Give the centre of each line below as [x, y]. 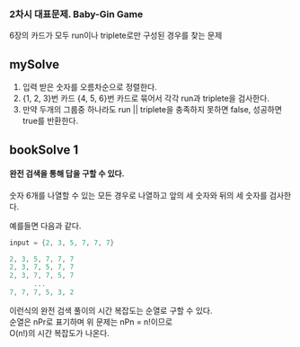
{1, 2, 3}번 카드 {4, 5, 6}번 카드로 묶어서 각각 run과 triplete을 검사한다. [146, 98]
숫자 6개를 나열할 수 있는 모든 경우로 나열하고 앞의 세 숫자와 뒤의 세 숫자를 [138, 195]
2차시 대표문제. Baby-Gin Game [76, 13]
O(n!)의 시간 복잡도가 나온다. [59, 333]
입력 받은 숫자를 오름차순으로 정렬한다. [89, 87]
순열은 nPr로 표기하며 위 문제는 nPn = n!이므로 [91, 322]
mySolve [35, 64]
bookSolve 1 [44, 150]
